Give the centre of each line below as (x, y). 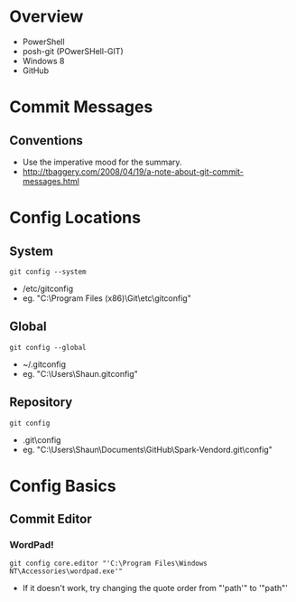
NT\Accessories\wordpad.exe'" (66, 571)
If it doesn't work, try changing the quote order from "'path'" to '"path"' (155, 588)
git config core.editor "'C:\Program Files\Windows (108, 564)
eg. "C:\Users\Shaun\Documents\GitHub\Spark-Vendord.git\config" (147, 449)
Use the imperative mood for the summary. (102, 162)
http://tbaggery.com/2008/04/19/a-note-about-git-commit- (133, 171)
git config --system (48, 272)
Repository (41, 403)
